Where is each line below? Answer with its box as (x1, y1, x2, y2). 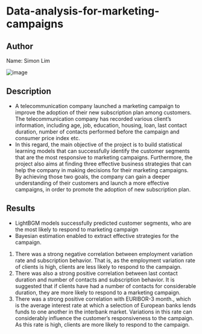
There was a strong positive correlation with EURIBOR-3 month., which (14, 295, 191, 303)
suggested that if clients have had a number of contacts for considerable (14, 282, 197, 289)
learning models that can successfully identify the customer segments (14, 147, 190, 155)
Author (6, 41, 33, 51)
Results (6, 204, 36, 214)
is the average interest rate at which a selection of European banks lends (14, 301, 197, 309)
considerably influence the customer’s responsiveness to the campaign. (14, 314, 194, 321)
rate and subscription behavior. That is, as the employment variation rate (14, 257, 196, 264)
